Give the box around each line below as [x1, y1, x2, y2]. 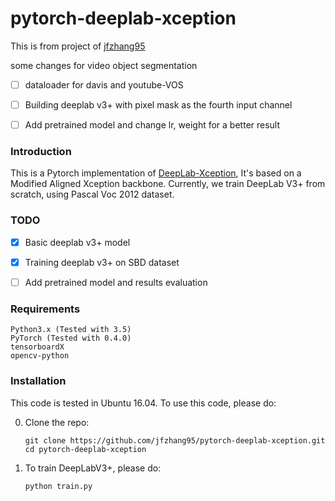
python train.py [24, 481, 93, 491]
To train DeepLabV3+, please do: [24, 462, 162, 474]
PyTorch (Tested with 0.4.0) [10, 333, 132, 344]
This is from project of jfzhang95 [10, 40, 146, 52]
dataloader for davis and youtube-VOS [24, 78, 184, 91]
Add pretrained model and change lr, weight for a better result [24, 119, 281, 131]
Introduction [10, 145, 72, 159]
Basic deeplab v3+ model [24, 236, 131, 248]
